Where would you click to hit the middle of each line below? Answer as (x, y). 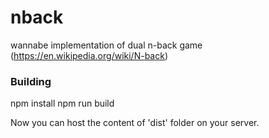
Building (31, 81)
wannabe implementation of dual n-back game (106, 45)
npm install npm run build (62, 103)
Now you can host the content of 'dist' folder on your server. (135, 123)
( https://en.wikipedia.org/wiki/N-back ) (89, 55)
